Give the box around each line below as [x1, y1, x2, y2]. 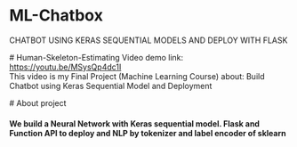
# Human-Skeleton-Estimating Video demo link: [9, 52, 184, 62]
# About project [9, 97, 67, 108]
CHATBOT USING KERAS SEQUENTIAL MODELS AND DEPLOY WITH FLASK [9, 35, 288, 45]
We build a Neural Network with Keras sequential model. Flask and [9, 118, 261, 129]
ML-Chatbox [9, 5, 104, 26]
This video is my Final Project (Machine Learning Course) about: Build [9, 70, 265, 81]
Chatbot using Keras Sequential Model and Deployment [9, 80, 213, 91]
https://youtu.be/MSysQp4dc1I [9, 61, 122, 72]
